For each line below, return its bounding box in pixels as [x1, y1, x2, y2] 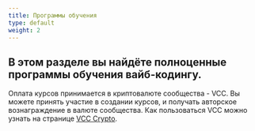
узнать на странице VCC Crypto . [8, 114, 117, 123]
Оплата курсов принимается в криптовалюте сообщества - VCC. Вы [8, 88, 240, 99]
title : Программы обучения [8, 11, 97, 20]
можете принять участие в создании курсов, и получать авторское [8, 97, 238, 107]
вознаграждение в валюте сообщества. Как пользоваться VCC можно [8, 106, 248, 115]
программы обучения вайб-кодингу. [8, 68, 202, 81]
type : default [8, 19, 55, 27]
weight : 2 [8, 26, 41, 34]
